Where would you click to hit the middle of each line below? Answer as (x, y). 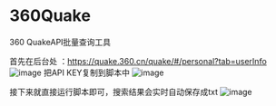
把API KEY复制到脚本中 (87, 72)
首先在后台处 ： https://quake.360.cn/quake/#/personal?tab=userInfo (138, 61)
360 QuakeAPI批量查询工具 (60, 42)
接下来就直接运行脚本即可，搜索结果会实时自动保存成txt (114, 92)
